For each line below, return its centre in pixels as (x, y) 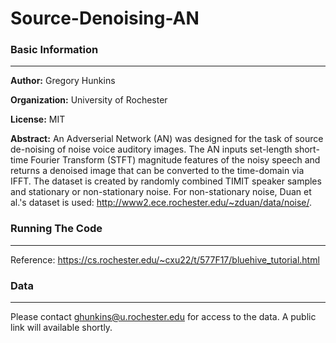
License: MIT (38, 119)
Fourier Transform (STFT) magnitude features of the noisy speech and (175, 160)
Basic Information (54, 50)
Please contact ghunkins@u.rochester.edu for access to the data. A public (163, 317)
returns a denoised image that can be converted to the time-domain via (157, 171)
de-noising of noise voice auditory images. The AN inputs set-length (151, 149)
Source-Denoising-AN (105, 18)
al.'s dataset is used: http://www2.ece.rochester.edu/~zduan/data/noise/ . (161, 203)
